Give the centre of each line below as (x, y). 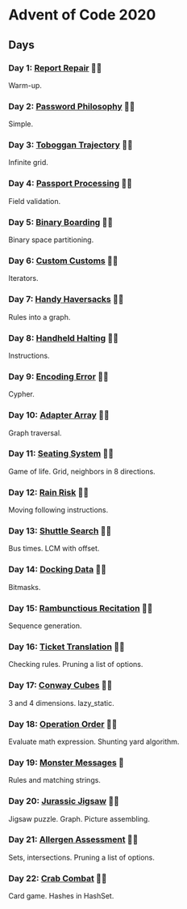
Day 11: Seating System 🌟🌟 (61, 453)
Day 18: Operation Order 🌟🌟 (63, 724)
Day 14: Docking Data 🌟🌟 (58, 570)
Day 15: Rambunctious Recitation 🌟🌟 (81, 608)
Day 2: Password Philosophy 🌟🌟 (72, 106)
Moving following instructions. (58, 510)
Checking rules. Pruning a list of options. (76, 665)
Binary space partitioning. (51, 240)
